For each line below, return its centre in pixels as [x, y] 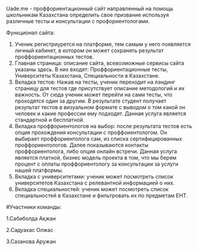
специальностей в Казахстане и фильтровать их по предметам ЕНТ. [101, 196]
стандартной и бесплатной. [49, 120]
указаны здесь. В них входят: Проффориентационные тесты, [91, 69]
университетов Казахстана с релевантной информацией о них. [95, 183]
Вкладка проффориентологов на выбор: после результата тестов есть [103, 126]
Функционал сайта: [30, 33]
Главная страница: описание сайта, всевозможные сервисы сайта [99, 63]
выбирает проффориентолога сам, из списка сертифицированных [98, 139]
